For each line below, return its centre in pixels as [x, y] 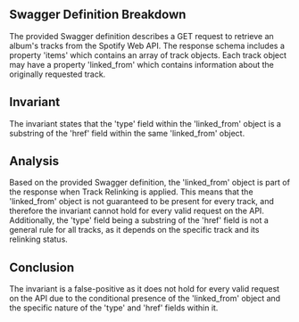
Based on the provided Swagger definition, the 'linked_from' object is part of [149, 183]
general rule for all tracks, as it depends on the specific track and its [134, 230]
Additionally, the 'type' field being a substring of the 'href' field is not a [139, 220]
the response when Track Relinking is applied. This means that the [131, 192]
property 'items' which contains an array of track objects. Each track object [148, 55]
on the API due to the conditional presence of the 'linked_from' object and [145, 299]
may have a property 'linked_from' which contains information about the [141, 64]
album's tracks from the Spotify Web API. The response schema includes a [147, 45]
